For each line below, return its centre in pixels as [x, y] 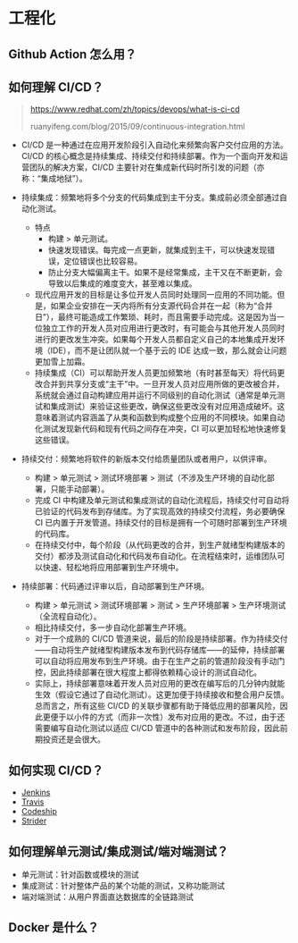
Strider [34, 821]
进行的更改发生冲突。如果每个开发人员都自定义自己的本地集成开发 [156, 340]
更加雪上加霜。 [62, 362]
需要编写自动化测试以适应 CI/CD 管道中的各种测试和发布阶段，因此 [157, 728]
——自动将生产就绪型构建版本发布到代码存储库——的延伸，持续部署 [160, 650]
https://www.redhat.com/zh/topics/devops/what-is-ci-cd [135, 109]
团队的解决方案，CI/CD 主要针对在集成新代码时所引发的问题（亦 [147, 167]
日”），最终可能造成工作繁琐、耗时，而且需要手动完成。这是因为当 [156, 317]
